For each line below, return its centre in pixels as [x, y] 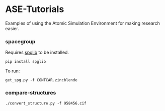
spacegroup [20, 41]
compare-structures [31, 93]
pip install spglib [26, 62]
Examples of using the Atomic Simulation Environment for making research [82, 23]
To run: [13, 71]
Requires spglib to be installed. [37, 52]
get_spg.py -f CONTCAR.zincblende [42, 80]
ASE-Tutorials [35, 9]
